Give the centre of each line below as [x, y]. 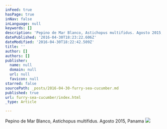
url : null [20, 74]
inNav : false [19, 19]
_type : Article [21, 102]
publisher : [16, 61]
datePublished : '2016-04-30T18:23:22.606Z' [51, 38]
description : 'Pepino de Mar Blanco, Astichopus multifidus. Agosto [78, 33]
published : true [22, 93]
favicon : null [24, 79]
